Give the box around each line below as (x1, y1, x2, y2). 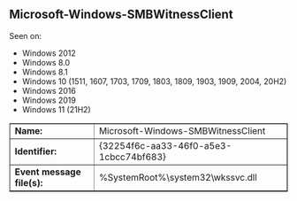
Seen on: (9, 30, 42, 41)
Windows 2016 (21, 85, 77, 96)
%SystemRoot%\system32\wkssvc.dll (98, 171, 258, 183)
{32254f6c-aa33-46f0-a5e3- (98, 139, 232, 151)
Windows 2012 (21, 48, 77, 58)
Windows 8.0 (21, 57, 71, 67)
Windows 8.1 (21, 66, 68, 77)
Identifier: (14, 145, 57, 158)
